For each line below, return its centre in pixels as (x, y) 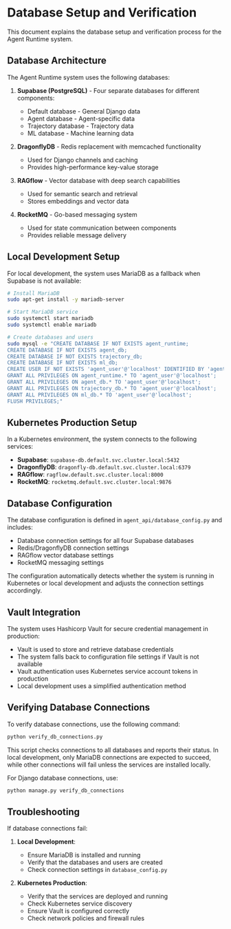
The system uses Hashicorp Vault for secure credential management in (108, 629)
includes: (20, 527)
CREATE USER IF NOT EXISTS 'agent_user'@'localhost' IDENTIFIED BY (106, 370)
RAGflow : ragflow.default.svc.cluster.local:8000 (90, 474)
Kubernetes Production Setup (72, 422)
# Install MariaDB (33, 293)
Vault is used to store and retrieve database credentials (95, 649)
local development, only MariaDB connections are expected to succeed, (109, 757)
